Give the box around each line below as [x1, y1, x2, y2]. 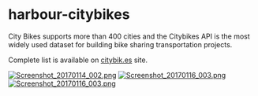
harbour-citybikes [8, 6, 130, 24]
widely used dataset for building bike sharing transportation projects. [8, 39, 233, 49]
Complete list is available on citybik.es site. [8, 55, 148, 65]
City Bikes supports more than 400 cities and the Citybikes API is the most [8, 31, 250, 41]
